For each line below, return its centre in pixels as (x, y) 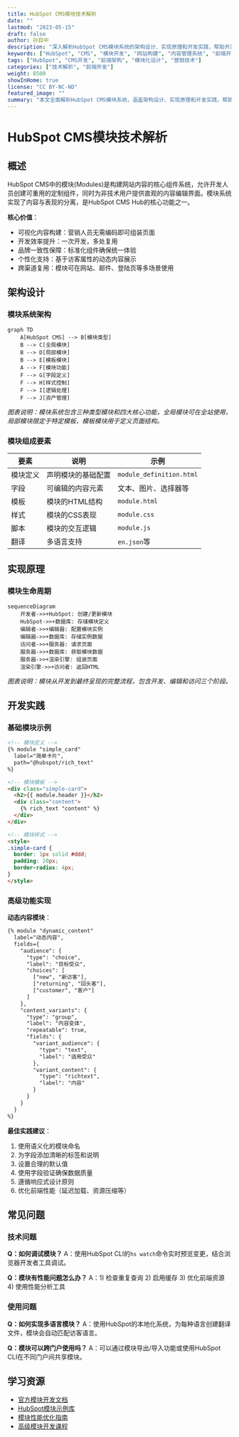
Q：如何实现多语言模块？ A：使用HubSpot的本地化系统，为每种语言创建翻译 (119, 1324)
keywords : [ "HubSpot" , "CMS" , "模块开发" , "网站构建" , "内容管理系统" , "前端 (117, 54)
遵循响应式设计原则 (46, 1181)
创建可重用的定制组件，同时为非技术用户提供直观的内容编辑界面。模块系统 (122, 193)
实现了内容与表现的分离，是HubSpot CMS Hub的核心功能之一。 (101, 202)
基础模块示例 (30, 727)
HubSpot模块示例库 (46, 1409)
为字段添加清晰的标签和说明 (58, 1154)
